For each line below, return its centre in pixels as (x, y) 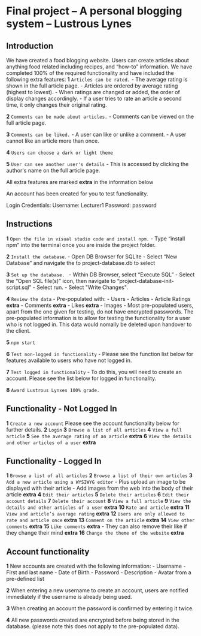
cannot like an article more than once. (53, 141)
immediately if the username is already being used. (69, 597)
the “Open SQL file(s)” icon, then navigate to (61, 281)
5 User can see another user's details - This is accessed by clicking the (98, 164)
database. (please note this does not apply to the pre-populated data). (93, 626)
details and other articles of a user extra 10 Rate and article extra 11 (98, 507)
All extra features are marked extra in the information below (80, 182)
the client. (19, 330)
